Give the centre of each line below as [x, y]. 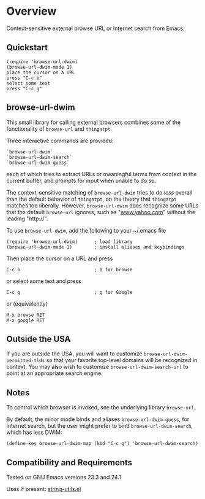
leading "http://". [27, 219]
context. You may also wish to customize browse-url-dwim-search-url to [97, 367]
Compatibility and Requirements [69, 462]
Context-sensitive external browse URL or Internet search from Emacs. [95, 28]
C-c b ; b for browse [69, 269]
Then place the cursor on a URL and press [60, 258]
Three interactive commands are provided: [60, 141]
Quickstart [27, 48]
